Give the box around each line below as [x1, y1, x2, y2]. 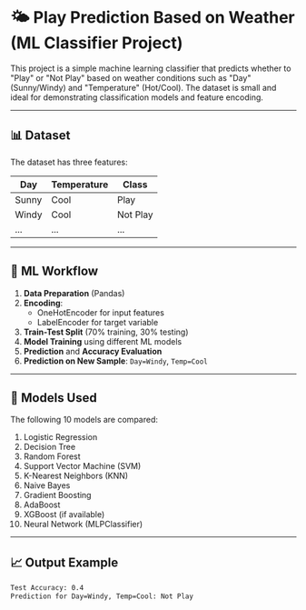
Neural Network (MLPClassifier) [23, 519, 143, 530]
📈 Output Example [10, 555, 119, 570]
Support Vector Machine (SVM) [23, 461, 142, 472]
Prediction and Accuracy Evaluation [23, 345, 163, 356]
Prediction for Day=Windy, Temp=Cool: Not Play [10, 592, 194, 601]
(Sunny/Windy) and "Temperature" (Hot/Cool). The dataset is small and [10, 82, 277, 93]
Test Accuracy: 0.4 [10, 584, 84, 593]
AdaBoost [23, 499, 61, 510]
